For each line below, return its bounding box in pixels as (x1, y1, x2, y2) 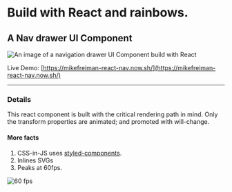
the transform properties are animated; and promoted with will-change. (7, 118, 210, 126)
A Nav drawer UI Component (7, 32, 133, 44)
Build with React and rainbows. (7, 5, 188, 21)
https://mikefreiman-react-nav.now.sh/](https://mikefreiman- (43, 64, 216, 72)
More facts (7, 133, 39, 142)
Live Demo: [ (7, 64, 43, 72)
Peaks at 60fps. (17, 163, 62, 171)
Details (7, 94, 32, 104)
